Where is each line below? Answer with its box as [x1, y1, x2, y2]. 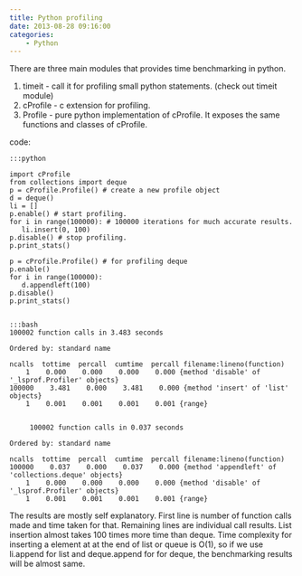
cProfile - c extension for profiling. [22, 100, 151, 111]
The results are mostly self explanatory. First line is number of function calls [9, 510, 292, 521]
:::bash [9, 320, 39, 330]
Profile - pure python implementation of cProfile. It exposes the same [22, 109, 280, 120]
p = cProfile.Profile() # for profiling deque [9, 257, 188, 267]
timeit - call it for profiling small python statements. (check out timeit [22, 80, 278, 91]
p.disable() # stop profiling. [9, 233, 127, 242]
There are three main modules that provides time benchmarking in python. [9, 63, 287, 74]
